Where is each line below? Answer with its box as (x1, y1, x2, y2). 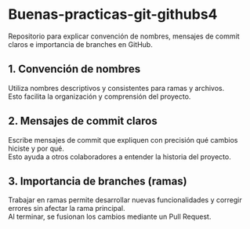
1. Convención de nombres (8, 63, 141, 76)
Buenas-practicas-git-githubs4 (8, 5, 218, 24)
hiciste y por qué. (8, 144, 65, 153)
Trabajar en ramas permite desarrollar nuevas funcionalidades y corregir (8, 195, 243, 205)
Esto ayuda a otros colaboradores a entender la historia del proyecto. (8, 151, 231, 162)
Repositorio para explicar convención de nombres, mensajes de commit (8, 31, 240, 41)
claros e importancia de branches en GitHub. (8, 39, 153, 49)
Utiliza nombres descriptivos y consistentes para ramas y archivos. (8, 83, 225, 93)
